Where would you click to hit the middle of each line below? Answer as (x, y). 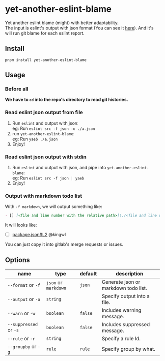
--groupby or (22, 347)
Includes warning (121, 310)
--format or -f (24, 285)
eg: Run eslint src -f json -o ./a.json (54, 128)
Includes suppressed (126, 325)
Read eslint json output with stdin (46, 157)
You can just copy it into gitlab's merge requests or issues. (64, 244)
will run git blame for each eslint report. (45, 33)
